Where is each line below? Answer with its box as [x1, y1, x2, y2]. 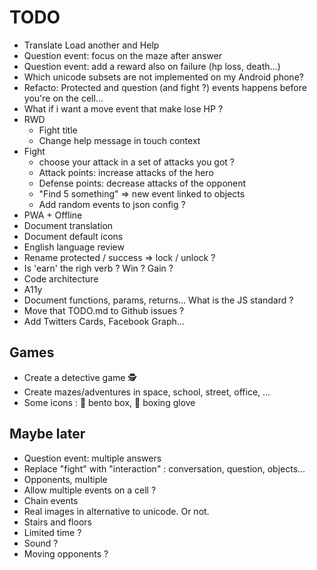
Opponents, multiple [23, 473, 108, 485]
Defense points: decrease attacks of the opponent [38, 177, 247, 189]
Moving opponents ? [23, 547, 109, 560]
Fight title [38, 124, 78, 136]
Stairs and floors [23, 516, 92, 528]
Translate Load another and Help [23, 39, 160, 51]
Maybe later [9, 426, 86, 443]
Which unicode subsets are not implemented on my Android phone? [23, 71, 304, 83]
